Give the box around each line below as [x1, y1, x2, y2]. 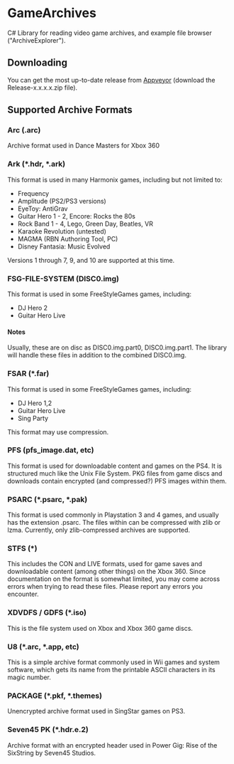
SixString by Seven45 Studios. [7, 748, 96, 757]
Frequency [17, 189, 50, 197]
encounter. [7, 590, 39, 599]
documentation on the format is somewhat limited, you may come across [7, 575, 221, 583]
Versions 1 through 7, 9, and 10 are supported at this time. [7, 256, 175, 264]
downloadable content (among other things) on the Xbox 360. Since [7, 567, 206, 576]
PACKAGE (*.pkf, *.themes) [7, 691, 103, 701]
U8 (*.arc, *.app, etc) [7, 642, 79, 652]
